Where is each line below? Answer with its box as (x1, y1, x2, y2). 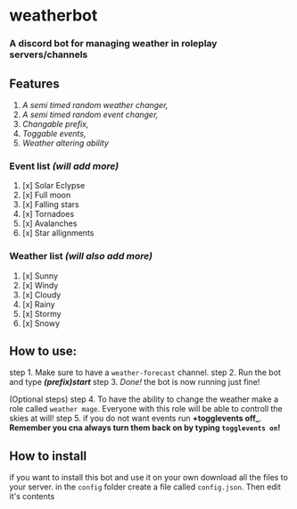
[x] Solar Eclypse (21, 180, 86, 191)
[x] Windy (21, 280, 59, 290)
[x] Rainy (21, 298, 55, 309)
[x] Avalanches (21, 218, 78, 229)
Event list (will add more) (9, 160, 119, 172)
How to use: (9, 343, 78, 358)
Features (9, 76, 60, 91)
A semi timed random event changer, (21, 109, 159, 120)
